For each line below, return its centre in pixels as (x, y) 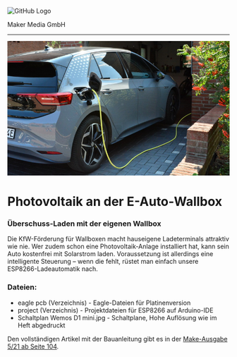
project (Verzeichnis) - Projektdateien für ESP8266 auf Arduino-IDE (115, 310)
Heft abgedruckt (41, 325)
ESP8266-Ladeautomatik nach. (53, 269)
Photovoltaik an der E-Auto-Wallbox (115, 202)
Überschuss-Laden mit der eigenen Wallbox (84, 224)
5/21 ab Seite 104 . (33, 346)
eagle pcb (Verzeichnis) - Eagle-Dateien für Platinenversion (104, 303)
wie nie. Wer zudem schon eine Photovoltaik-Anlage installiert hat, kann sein (118, 246)
